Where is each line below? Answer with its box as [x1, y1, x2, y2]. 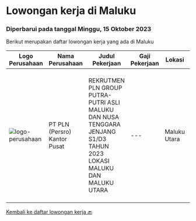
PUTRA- [88, 91, 112, 99]
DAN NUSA [88, 113, 120, 121]
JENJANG [88, 127, 116, 136]
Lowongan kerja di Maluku [6, 4, 136, 18]
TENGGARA [88, 120, 121, 129]
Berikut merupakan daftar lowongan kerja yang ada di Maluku [6, 38, 154, 45]
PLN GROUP [88, 84, 123, 92]
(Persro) [48, 127, 72, 136]
